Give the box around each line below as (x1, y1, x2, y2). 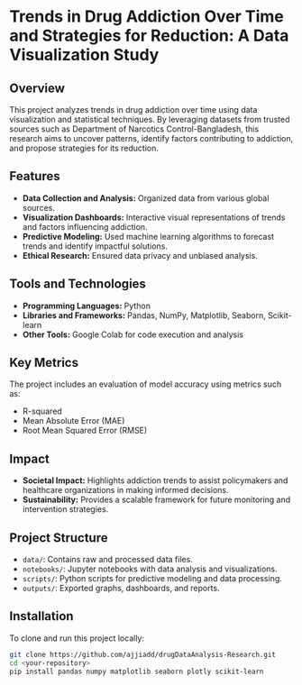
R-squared (22, 406, 63, 416)
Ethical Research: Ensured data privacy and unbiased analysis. (22, 250, 259, 260)
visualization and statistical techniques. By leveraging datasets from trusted (9, 114, 290, 124)
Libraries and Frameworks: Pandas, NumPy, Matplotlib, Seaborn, (22, 309, 266, 321)
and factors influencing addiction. (22, 221, 148, 232)
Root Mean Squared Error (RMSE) (22, 425, 148, 436)
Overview (9, 80, 66, 96)
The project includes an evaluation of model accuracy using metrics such (9, 379, 282, 389)
